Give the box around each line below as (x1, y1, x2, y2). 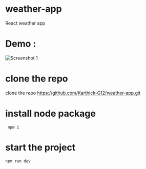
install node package (5, 108, 96, 119)
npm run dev (5, 158, 31, 164)
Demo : (5, 38, 36, 50)
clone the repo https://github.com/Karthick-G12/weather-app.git (5, 90, 141, 96)
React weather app (5, 20, 46, 26)
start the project (5, 141, 76, 153)
